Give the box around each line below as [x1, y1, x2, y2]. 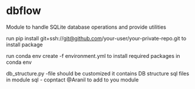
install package [6, 41, 43, 48]
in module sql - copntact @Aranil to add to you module [6, 76, 139, 83]
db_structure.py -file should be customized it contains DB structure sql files [6, 70, 190, 77]
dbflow [6, 4, 41, 18]
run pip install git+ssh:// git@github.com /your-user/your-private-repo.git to [6, 35, 187, 42]
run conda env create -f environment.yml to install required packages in [6, 52, 181, 59]
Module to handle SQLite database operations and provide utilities [6, 23, 167, 30]
